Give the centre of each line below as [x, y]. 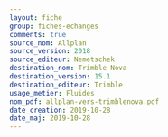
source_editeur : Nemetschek [62, 59]
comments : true [38, 34]
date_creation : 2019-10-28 [60, 110]
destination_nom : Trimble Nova [68, 68]
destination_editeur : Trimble [66, 85]
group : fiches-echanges [54, 26]
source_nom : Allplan [48, 43]
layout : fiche [36, 18]
